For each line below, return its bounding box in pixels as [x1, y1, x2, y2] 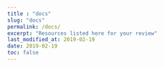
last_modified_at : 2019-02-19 [7, 36, 96, 43]
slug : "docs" [7, 17, 45, 24]
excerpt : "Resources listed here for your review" [7, 29, 158, 37]
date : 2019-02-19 [7, 43, 58, 50]
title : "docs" [7, 10, 52, 17]
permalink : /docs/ [7, 23, 61, 30]
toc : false [7, 50, 39, 57]
